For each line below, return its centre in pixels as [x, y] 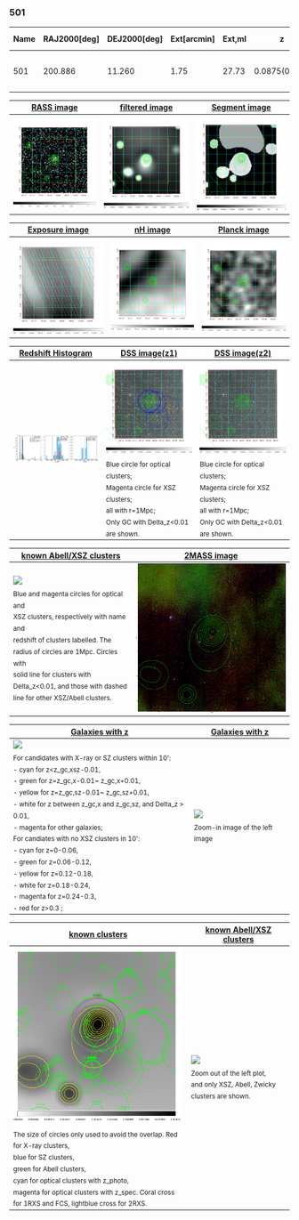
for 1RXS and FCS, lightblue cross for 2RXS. [80, 1204]
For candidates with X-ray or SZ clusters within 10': [92, 758]
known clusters [98, 934]
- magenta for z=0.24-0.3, [55, 897]
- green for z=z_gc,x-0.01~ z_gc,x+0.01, [77, 781]
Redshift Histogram [56, 353]
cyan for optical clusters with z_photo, [71, 1181]
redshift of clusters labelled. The [62, 640]
